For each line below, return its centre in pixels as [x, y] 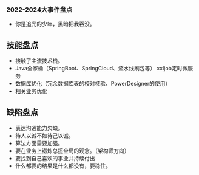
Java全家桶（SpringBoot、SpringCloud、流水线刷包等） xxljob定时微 [101, 69]
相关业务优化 [31, 91]
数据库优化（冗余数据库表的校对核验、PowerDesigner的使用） [93, 84]
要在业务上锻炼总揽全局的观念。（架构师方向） [72, 151]
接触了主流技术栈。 [39, 61]
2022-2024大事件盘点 [39, 9]
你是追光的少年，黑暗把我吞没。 [55, 24]
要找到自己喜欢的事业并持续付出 [55, 158]
